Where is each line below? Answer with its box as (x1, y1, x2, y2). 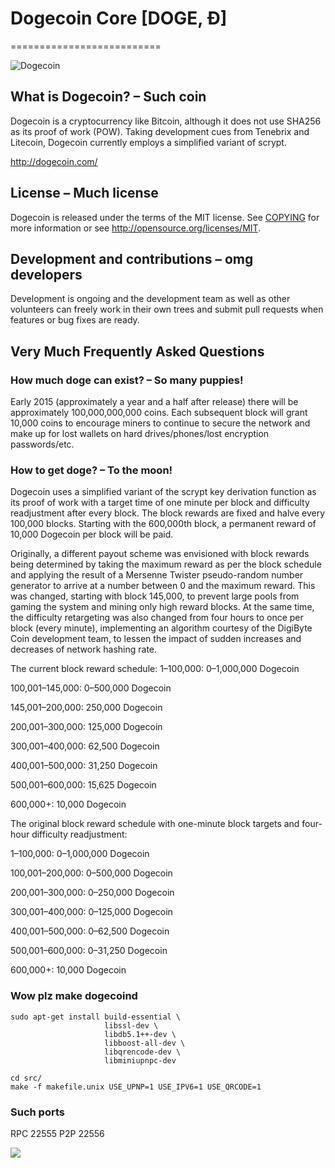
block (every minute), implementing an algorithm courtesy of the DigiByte (10, 622, 313, 634)
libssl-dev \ (104, 1020, 159, 1031)
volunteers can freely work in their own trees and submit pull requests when (10, 303, 324, 316)
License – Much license (10, 185, 159, 202)
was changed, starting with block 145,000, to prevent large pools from (10, 590, 300, 602)
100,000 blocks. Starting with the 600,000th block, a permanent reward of (10, 518, 317, 530)
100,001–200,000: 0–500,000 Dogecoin (10, 867, 173, 879)
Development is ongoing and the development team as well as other (10, 293, 291, 305)
